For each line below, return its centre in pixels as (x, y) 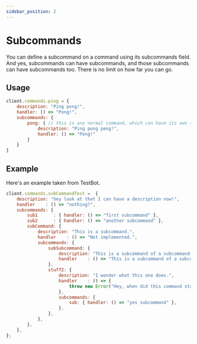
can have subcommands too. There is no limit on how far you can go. (89, 69)
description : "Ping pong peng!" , (78, 129)
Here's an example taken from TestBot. (53, 183)
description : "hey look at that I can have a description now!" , (98, 199)
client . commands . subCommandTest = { (52, 193)
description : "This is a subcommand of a (110, 254)
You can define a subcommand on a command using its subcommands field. (98, 57)
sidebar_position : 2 (31, 11)
